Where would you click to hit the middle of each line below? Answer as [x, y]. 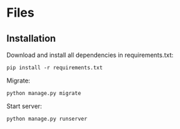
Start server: [24, 106]
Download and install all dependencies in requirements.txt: [90, 55]
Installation [31, 38]
